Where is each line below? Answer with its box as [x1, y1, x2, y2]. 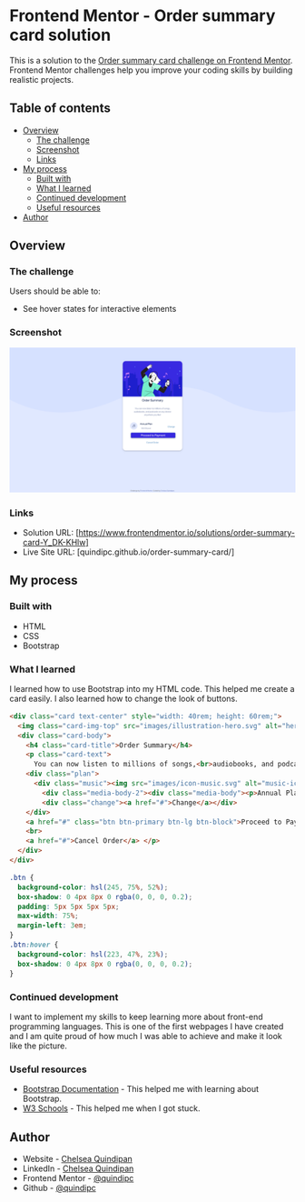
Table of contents [9, 101, 111, 116]
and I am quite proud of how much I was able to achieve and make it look [9, 1030, 283, 1041]
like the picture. [9, 1040, 68, 1051]
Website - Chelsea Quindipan [22, 1154, 133, 1164]
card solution [9, 25, 112, 45]
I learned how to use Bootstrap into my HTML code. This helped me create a [9, 683, 295, 694]
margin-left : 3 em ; [17, 921, 88, 930]
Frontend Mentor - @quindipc [22, 1173, 134, 1183]
